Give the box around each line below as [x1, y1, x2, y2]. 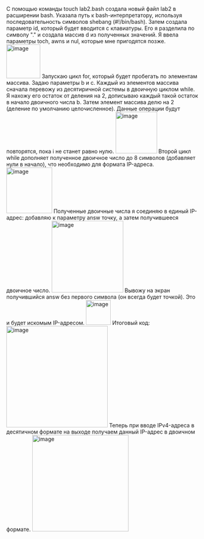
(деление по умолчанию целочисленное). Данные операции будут [6, 105, 181, 112]
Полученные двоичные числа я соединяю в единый [53, 207, 189, 215]
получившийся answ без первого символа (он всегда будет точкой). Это [6, 293, 196, 301]
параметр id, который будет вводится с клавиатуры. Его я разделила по [6, 24, 195, 32]
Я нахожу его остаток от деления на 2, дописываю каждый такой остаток [6, 92, 199, 99]
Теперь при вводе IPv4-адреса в [108, 422, 195, 429]
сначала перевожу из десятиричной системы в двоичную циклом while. [6, 85, 195, 93]
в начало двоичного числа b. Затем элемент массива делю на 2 [6, 99, 175, 105]
